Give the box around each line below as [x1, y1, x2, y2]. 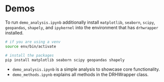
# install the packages [5, 53, 54, 58]
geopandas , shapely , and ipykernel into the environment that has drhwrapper [5, 24, 159, 30]
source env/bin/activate [5, 44, 56, 49]
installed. [5, 30, 24, 36]
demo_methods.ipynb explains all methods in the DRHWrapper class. [12, 72, 149, 78]
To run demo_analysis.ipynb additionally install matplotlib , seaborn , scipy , [5, 19, 156, 25]
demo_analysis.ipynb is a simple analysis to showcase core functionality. [12, 66, 160, 72]
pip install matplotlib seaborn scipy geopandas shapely [5, 57, 125, 62]
